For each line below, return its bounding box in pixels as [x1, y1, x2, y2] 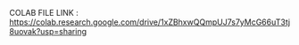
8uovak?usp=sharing [9, 26, 87, 36]
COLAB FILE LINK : [9, 8, 79, 18]
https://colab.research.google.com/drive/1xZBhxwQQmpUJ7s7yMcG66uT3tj [9, 17, 291, 27]
